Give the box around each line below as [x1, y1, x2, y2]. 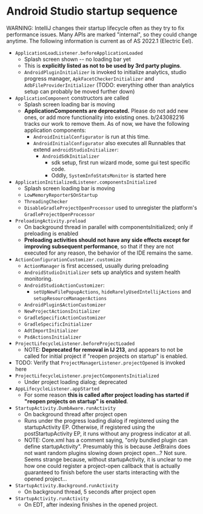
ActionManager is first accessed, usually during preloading [24, 262, 168, 269]
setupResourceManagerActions [33, 295, 107, 301]
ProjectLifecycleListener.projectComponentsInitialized [15, 372, 159, 379]
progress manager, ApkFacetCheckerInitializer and [24, 75, 155, 82]
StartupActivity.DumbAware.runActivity [15, 405, 116, 411]
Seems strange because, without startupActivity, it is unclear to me [24, 456, 192, 463]
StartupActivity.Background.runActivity [15, 482, 119, 488]
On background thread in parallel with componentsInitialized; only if [24, 223, 193, 230]
